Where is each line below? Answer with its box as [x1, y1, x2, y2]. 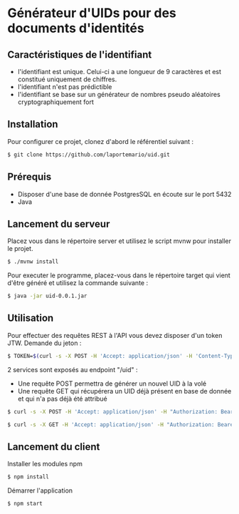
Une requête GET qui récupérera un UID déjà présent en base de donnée [17, 386, 232, 395]
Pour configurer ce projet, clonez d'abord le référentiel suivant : [7, 137, 194, 145]
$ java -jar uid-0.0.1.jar [7, 292, 87, 300]
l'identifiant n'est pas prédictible [17, 83, 112, 91]
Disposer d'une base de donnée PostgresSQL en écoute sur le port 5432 [17, 190, 232, 198]
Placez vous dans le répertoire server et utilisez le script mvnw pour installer [7, 237, 232, 245]
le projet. [7, 245, 33, 253]
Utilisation [7, 312, 54, 324]
